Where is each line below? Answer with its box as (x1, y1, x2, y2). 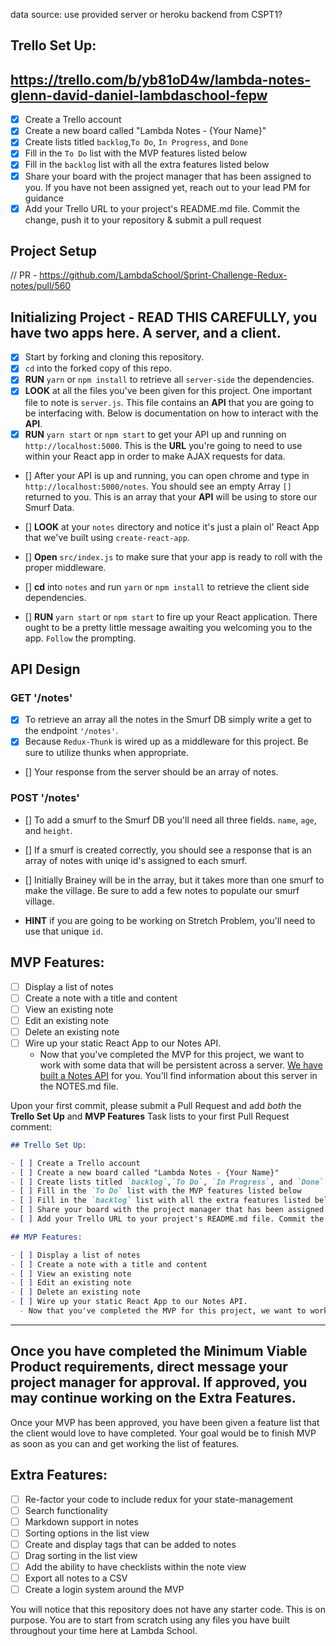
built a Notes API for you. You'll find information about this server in (39, 1069, 318, 1081)
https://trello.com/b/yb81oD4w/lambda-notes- (10, 71, 311, 88)
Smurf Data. (24, 501, 75, 513)
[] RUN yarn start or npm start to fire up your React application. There (24, 610, 318, 623)
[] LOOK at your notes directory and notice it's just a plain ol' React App (24, 520, 320, 533)
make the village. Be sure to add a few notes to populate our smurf (24, 884, 300, 896)
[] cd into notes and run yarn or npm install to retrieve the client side (24, 580, 310, 593)
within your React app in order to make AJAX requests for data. (24, 450, 286, 462)
